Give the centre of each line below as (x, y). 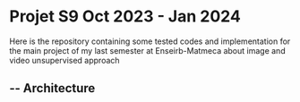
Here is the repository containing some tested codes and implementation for (150, 41)
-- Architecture (52, 88)
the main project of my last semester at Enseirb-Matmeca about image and (147, 50)
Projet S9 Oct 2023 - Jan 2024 (125, 17)
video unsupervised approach (64, 60)
